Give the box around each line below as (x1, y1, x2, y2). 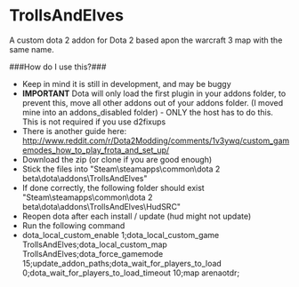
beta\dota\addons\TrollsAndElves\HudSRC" (21, 201, 181, 211)
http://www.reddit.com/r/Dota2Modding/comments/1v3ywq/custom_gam (21, 135, 290, 146)
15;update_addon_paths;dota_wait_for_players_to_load (21, 258, 222, 268)
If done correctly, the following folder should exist (21, 182, 205, 193)
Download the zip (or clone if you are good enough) (21, 154, 213, 164)
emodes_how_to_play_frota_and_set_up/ (21, 144, 170, 155)
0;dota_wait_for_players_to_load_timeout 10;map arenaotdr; (21, 267, 240, 278)
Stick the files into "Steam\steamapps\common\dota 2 (21, 163, 221, 174)
